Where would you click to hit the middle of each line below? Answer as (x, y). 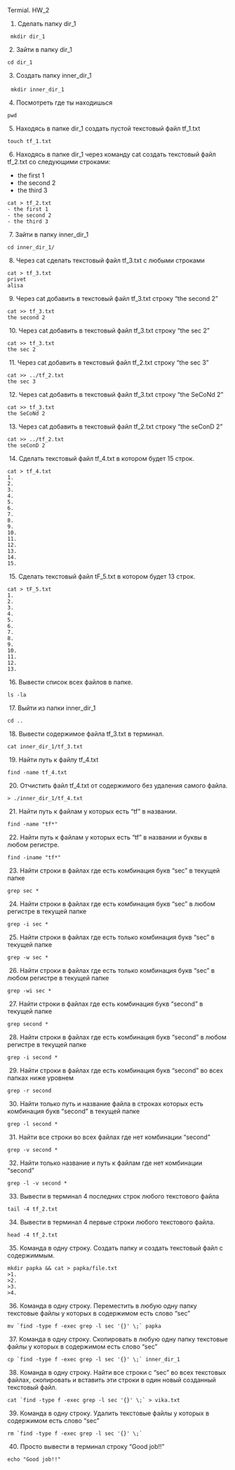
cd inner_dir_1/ (31, 248)
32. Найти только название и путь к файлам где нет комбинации (106, 1163)
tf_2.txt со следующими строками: (59, 162)
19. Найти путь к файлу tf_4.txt (54, 760)
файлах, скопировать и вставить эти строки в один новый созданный (112, 1380)
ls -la (17, 695)
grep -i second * (33, 1058)
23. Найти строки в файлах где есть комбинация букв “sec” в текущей (114, 870)
